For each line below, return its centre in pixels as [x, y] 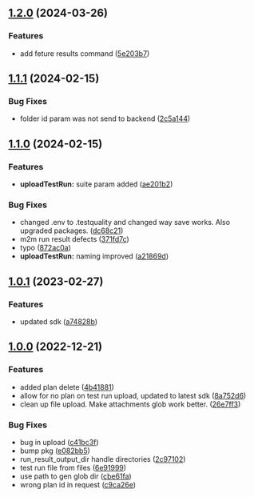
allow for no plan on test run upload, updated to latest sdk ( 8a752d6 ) [133, 395]
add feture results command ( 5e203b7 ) [85, 53]
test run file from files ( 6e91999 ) [73, 468]
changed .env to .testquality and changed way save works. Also [125, 222]
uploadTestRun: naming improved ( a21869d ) [94, 256]
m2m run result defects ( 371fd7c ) [74, 239]
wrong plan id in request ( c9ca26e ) [78, 485]
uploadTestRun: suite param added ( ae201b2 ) [96, 184]
